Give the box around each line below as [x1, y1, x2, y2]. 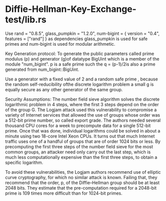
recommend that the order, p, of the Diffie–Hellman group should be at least [5, 180, 160, 186]
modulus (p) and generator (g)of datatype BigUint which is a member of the [5, 56, 160, 62]
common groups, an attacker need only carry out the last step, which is [5, 149, 151, 155]
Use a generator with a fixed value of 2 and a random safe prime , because [5, 76, 158, 82]
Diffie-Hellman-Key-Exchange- [5, 3, 137, 15]
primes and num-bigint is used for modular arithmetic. [5, 41, 115, 47]
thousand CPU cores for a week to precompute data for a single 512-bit [5, 123, 151, 129]
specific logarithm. [5, 159, 44, 165]
